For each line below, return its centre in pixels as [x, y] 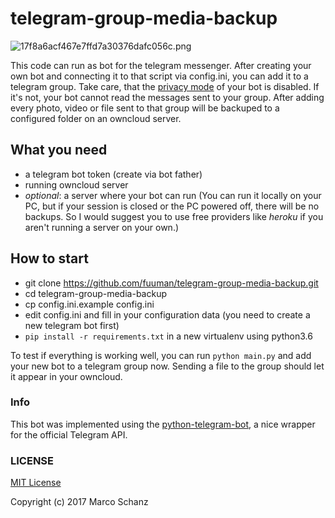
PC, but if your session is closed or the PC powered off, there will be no [172, 206]
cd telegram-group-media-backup [95, 293]
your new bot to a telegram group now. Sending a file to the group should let [167, 366]
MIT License [36, 483]
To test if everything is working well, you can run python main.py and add [161, 355]
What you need [59, 150]
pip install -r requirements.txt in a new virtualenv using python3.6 [168, 336]
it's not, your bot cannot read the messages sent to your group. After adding [167, 97]
